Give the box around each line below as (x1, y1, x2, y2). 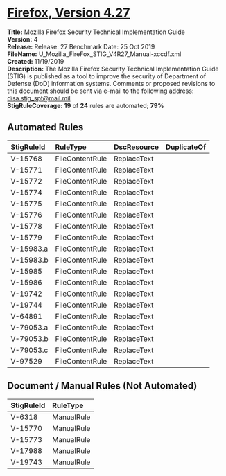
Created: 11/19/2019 (7, 57, 64, 65)
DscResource (113, 142, 159, 152)
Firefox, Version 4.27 (7, 5, 130, 21)
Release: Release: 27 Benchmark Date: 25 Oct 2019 (7, 42, 155, 51)
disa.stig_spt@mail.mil (7, 94, 71, 102)
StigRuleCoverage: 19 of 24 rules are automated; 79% (7, 101, 164, 109)
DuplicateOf (165, 142, 207, 152)
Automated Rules (7, 121, 84, 133)
